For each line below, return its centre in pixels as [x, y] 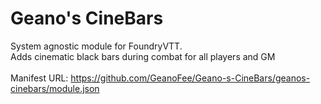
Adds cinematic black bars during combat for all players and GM [143, 56]
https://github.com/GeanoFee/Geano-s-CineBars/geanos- [190, 78]
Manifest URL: [39, 78]
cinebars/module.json [55, 88]
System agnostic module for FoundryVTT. [96, 46]
